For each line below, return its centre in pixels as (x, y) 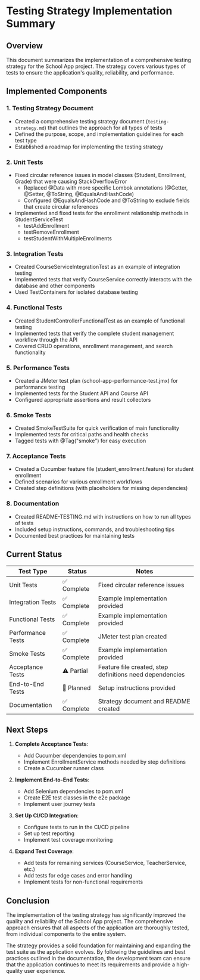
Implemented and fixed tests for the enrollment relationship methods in (101, 213)
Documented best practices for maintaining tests (75, 535)
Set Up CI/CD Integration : (47, 815)
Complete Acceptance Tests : (51, 744)
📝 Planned (76, 688)
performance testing (40, 387)
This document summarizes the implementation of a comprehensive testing (99, 60)
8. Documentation (33, 504)
